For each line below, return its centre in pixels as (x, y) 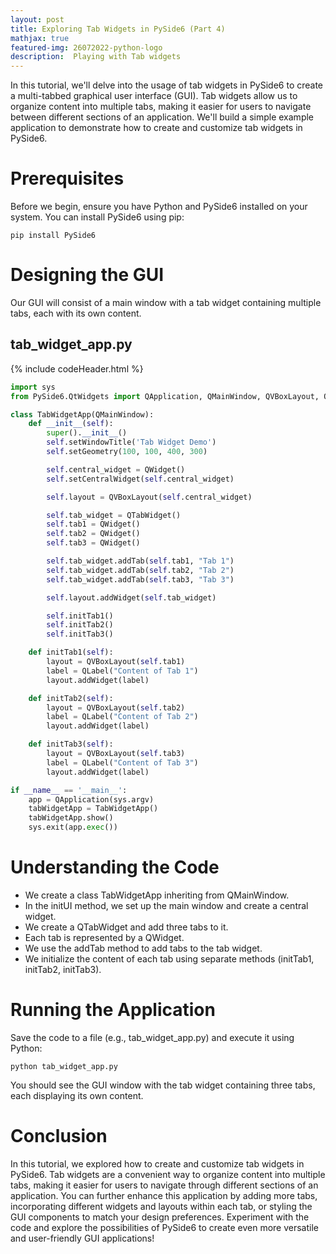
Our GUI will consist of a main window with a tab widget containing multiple (166, 302)
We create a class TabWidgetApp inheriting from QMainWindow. (157, 895)
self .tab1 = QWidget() (93, 524)
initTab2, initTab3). (63, 969)
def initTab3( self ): (71, 744)
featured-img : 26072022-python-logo (86, 47)
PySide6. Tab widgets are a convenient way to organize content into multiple (168, 1174)
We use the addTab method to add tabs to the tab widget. (143, 948)
